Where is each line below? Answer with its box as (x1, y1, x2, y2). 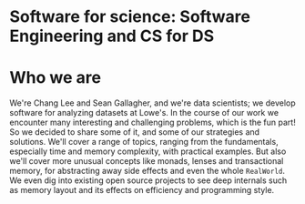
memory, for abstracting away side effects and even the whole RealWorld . (9, 166, 285, 177)
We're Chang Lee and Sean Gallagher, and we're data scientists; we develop (9, 97, 296, 108)
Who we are (9, 67, 102, 88)
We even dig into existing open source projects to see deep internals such (9, 175, 288, 186)
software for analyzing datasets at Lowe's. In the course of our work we (9, 107, 280, 118)
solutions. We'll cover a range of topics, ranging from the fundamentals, (9, 137, 280, 148)
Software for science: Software (9, 6, 250, 27)
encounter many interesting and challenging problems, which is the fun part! (9, 117, 296, 128)
